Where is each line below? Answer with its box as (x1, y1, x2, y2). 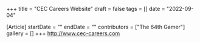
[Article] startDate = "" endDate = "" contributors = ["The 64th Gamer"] (6, 24, 185, 30)
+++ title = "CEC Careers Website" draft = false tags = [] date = (6, 5, 165, 12)
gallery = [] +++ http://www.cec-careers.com (6, 30, 120, 37)
